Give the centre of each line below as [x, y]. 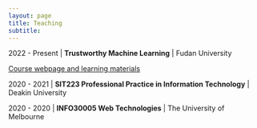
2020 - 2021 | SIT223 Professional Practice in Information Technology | [129, 84]
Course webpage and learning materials [74, 69]
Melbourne [26, 117]
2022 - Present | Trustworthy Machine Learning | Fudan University [120, 54]
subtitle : [25, 30]
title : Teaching [35, 23]
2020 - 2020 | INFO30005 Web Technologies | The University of [116, 108]
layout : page [30, 16]
